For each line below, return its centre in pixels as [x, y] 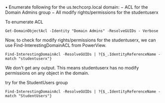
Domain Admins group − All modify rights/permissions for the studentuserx [82, 12]
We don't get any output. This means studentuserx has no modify [72, 68]
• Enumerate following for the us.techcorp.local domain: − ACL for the [77, 7]
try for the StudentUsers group [37, 83]
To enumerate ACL [24, 22]
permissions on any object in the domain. [47, 73]
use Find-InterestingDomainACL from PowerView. [56, 45]
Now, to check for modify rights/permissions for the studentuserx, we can [81, 40]
